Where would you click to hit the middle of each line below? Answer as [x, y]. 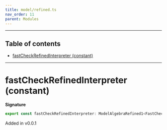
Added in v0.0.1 [21, 123]
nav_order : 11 [20, 14]
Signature [16, 105]
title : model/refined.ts [31, 10]
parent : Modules [22, 19]
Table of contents [33, 43]
